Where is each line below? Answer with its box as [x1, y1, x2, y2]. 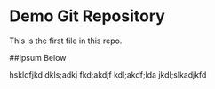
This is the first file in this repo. [9, 35, 123, 46]
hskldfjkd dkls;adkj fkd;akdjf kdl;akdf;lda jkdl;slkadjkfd [9, 69, 207, 80]
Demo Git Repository [9, 6, 166, 26]
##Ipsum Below [9, 52, 67, 63]
